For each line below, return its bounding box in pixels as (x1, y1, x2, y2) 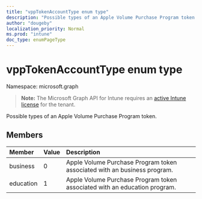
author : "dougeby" (6, 20, 52, 26)
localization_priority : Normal (6, 25, 85, 32)
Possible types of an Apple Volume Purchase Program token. (6, 112, 158, 119)
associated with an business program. (66, 165, 173, 174)
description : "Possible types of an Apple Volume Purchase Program (6, 14, 179, 21)
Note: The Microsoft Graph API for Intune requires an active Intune (20, 94, 186, 101)
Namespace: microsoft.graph (6, 83, 79, 90)
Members (6, 130, 43, 141)
